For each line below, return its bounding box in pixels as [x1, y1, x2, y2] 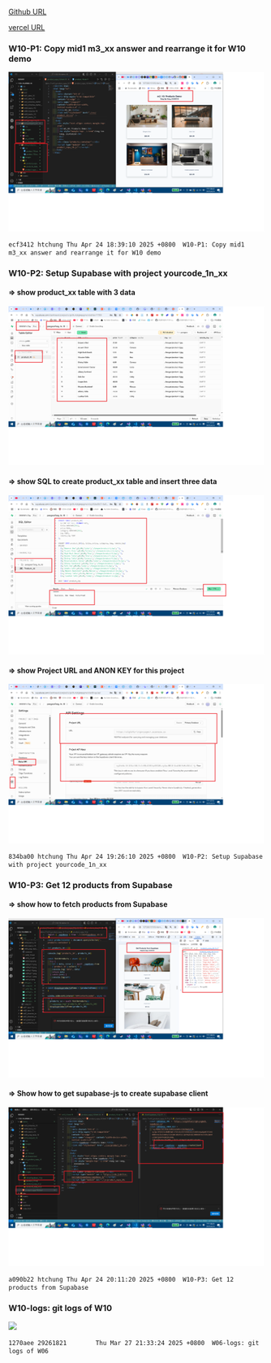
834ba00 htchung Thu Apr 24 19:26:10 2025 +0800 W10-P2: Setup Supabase [8, 852, 264, 860]
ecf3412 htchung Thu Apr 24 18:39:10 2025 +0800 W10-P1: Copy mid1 [8, 240, 245, 249]
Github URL [8, 7, 47, 16]
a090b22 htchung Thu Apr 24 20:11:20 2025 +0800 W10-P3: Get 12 [8, 1276, 234, 1284]
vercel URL [8, 23, 45, 32]
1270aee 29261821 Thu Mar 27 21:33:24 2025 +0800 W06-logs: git [8, 1339, 260, 1347]
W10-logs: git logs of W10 [8, 1303, 112, 1314]
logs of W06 [8, 1347, 49, 1355]
